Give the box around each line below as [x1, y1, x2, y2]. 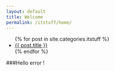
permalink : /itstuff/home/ [6, 19, 72, 25]
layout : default [6, 8, 46, 15]
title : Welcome [6, 14, 43, 20]
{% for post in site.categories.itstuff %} [14, 36, 110, 43]
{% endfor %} [14, 48, 49, 55]
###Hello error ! [6, 59, 45, 66]
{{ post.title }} [14, 42, 48, 49]
